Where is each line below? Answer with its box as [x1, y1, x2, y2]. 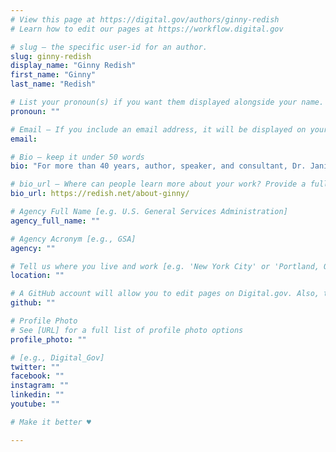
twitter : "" [10, 362, 60, 372]
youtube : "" [10, 399, 60, 409]
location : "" [10, 271, 65, 281]
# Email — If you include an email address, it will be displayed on [10, 124, 307, 135]
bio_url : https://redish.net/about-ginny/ [10, 189, 190, 199]
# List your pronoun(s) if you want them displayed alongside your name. [10, 97, 325, 107]
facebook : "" [10, 371, 65, 381]
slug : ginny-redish [10, 51, 92, 61]
